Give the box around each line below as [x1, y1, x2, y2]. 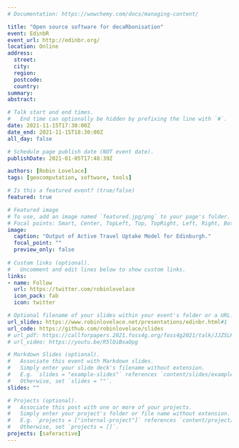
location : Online [7, 43, 59, 50]
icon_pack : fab [14, 292, 59, 299]
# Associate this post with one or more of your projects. [7, 403, 193, 411]
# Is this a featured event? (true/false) [7, 187, 135, 194]
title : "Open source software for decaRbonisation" [7, 23, 164, 31]
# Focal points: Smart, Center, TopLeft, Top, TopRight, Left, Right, [7, 220, 221, 227]
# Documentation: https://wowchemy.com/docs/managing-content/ [7, 10, 199, 18]
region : [14, 69, 37, 77]
